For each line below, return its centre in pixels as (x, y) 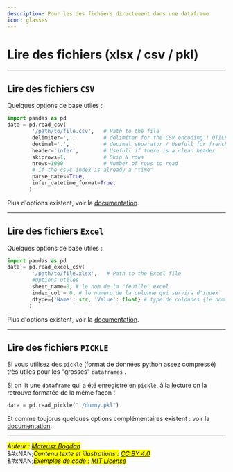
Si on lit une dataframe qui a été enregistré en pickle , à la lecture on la (107, 385)
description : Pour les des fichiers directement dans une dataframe (108, 14)
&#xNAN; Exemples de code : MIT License (67, 461)
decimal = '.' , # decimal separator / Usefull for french (130, 144)
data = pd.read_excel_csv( (46, 267)
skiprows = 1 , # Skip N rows (88, 157)
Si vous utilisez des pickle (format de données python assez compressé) (112, 364)
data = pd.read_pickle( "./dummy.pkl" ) (63, 406)
